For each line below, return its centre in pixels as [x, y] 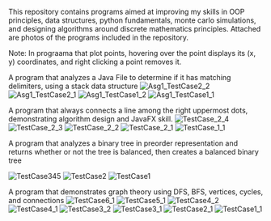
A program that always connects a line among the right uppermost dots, [128, 110]
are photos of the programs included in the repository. [98, 37]
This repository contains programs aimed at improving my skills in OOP [127, 12]
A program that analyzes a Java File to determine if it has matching [120, 77]
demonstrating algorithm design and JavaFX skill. [91, 119]
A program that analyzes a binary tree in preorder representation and [123, 143]
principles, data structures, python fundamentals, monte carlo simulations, [132, 20]
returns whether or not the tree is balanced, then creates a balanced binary [133, 152]
